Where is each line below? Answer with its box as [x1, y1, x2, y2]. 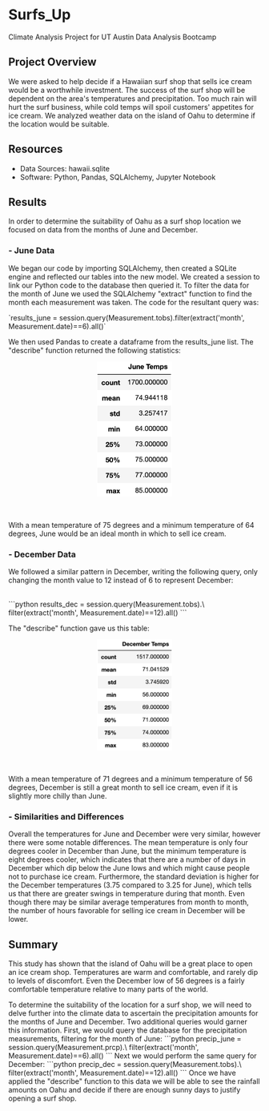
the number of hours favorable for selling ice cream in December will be [8, 906, 246, 916]
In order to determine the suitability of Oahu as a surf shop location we [8, 216, 242, 226]
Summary [8, 937, 58, 951]
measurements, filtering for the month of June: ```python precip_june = [8, 1034, 242, 1044]
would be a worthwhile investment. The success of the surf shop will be [8, 85, 246, 95]
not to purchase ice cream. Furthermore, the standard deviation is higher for [8, 871, 259, 882]
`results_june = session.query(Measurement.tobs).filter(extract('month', [8, 312, 245, 322]
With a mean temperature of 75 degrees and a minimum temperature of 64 [8, 520, 255, 529]
